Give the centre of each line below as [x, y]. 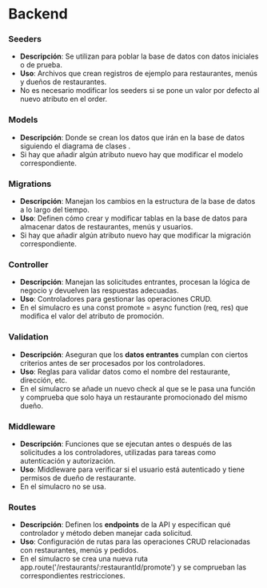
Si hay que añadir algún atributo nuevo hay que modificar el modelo [132, 154]
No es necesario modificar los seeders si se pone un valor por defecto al [139, 91]
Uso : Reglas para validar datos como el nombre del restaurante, [125, 371]
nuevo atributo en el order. [64, 99]
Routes [22, 507]
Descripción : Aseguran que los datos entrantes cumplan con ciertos [134, 355]
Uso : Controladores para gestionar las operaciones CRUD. [116, 299]
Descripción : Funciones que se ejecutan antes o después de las [126, 444]
